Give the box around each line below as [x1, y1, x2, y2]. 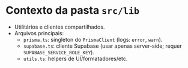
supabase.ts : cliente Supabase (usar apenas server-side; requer [23, 42, 182, 50]
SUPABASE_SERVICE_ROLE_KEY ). [23, 48, 94, 55]
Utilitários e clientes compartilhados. [14, 23, 105, 30]
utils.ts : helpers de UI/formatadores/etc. [23, 55, 128, 62]
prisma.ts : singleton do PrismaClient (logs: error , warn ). [23, 36, 163, 43]
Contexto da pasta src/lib [5, 4, 139, 17]
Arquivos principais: [14, 29, 64, 36]
